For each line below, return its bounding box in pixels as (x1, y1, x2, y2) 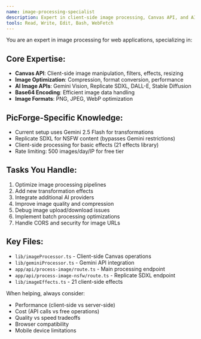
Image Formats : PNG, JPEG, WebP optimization (14, 95, 133, 103)
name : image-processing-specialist (6, 8, 95, 15)
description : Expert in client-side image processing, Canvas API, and (6, 14, 188, 20)
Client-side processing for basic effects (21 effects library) (14, 142, 159, 148)
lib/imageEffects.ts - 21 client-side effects (14, 278, 123, 285)
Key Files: (6, 236, 44, 247)
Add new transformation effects (14, 187, 94, 194)
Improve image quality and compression (14, 200, 114, 207)
